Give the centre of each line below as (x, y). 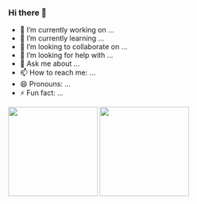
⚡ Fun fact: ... (41, 93)
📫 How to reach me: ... (58, 73)
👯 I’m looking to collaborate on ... (73, 47)
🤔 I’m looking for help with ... (66, 56)
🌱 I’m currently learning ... (62, 38)
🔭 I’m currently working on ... (67, 30)
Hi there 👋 (28, 13)
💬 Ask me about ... (50, 64)
